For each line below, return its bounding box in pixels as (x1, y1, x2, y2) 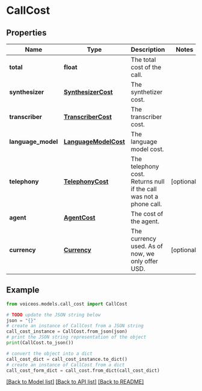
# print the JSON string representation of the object (6, 334, 147, 340)
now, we (130, 250, 155, 257)
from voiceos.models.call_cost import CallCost (6, 301, 128, 307)
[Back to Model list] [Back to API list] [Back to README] (6, 378, 144, 386)
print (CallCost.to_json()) (6, 340, 74, 346)
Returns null (130, 177, 165, 185)
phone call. (130, 200, 162, 208)
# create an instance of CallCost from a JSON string (6, 323, 144, 329)
